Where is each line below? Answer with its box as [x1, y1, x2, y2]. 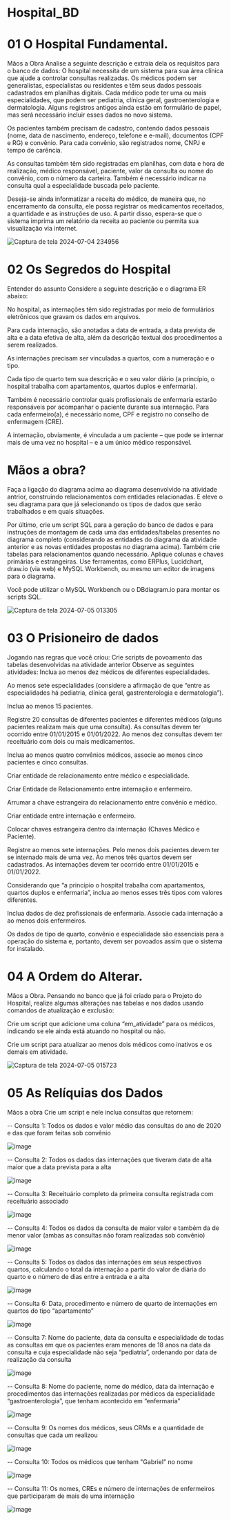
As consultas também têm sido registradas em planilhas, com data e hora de [7, 160, 225, 168]
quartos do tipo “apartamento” [7, 1307, 94, 1315]
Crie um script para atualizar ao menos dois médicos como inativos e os [7, 1040, 212, 1048]
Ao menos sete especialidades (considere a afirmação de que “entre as [7, 681, 210, 689]
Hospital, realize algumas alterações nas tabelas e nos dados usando [7, 999, 204, 1007]
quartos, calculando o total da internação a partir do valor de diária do [7, 1265, 206, 1273]
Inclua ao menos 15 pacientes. [7, 702, 93, 710]
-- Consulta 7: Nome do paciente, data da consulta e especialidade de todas [7, 1333, 224, 1341]
